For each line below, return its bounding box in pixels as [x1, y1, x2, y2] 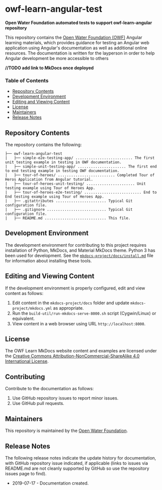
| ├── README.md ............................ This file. [5, 216, 131, 221]
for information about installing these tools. [5, 258, 92, 263]
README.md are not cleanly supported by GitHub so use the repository [5, 465, 150, 471]
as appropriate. [53, 305, 84, 311]
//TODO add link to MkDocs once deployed [5, 65, 94, 71]
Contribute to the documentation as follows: [5, 386, 94, 392]
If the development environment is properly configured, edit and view [5, 285, 145, 291]
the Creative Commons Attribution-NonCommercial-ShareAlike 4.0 [5, 353, 140, 359]
